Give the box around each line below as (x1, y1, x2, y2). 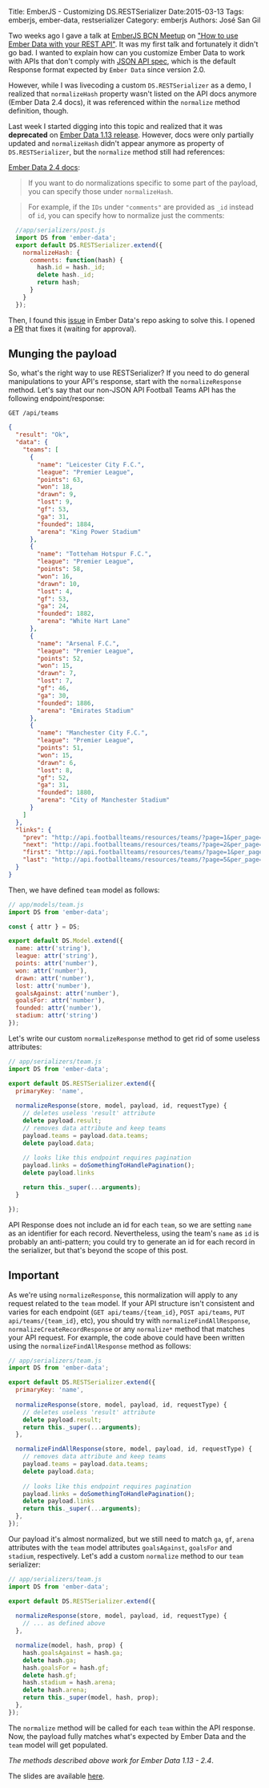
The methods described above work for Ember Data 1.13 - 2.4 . (8, 1755, 214, 1765)
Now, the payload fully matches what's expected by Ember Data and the (8, 1731, 247, 1741)
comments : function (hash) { (29, 256, 124, 264)
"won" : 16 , (37, 572, 74, 580)
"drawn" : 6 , (37, 758, 78, 767)
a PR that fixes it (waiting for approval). (8, 324, 137, 334)
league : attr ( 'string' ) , (15, 952, 98, 961)
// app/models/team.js (8, 900, 84, 908)
